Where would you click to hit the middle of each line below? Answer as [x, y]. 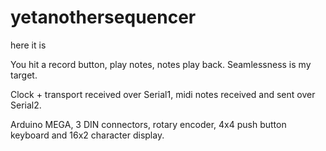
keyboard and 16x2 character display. [87, 135]
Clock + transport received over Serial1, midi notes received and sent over [163, 94]
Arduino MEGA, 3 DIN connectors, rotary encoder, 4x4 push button [148, 124]
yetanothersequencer [103, 17]
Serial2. [26, 105]
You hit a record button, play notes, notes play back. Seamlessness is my [161, 64]
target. [24, 75]
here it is [28, 45]
